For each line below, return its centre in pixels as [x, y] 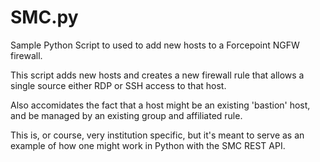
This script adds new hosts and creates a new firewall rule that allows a [157, 75]
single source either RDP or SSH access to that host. [118, 85]
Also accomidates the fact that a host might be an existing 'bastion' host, [160, 105]
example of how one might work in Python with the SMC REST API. [148, 145]
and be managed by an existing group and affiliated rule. [126, 115]
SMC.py [44, 17]
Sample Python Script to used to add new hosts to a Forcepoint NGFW [155, 45]
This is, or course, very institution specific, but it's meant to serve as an [157, 135]
